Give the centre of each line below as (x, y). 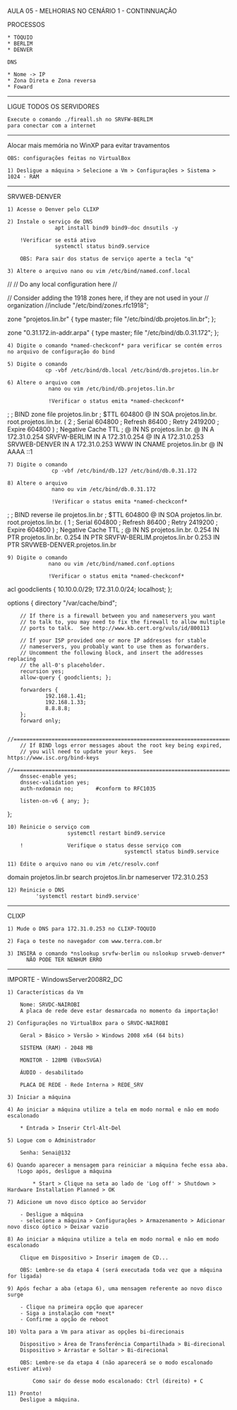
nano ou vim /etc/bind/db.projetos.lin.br (111, 389)
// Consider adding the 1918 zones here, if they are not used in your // (108, 298)
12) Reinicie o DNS (36, 890)
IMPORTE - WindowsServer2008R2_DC (65, 979)
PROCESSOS (26, 24)
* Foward (20, 87)
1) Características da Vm (45, 992)
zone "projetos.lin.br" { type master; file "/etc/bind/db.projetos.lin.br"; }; (112, 319)
